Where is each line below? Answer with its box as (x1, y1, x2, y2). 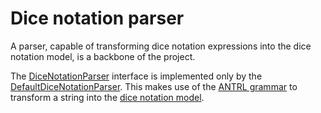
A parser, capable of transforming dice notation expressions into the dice (10, 40, 312, 52)
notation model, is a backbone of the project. (10, 50, 196, 62)
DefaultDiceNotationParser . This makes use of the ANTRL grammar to (10, 80, 298, 92)
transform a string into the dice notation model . (10, 91, 205, 103)
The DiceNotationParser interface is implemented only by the (10, 70, 263, 82)
